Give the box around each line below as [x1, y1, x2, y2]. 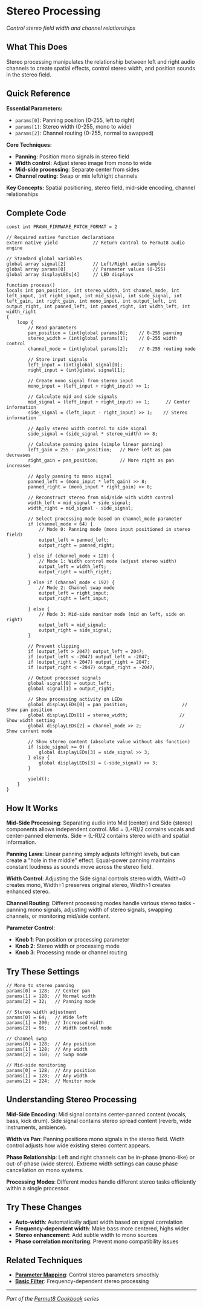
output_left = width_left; [38, 564, 107, 570]
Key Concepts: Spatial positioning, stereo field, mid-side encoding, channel [6, 184, 195, 191]
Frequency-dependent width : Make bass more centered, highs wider [14, 1224, 189, 1232]
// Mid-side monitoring [6, 1062, 66, 1068]
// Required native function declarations [6, 235, 115, 241]
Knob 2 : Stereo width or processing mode [14, 942, 120, 950]
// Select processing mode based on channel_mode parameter [28, 516, 182, 522]
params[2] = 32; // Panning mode [6, 999, 96, 1005]
